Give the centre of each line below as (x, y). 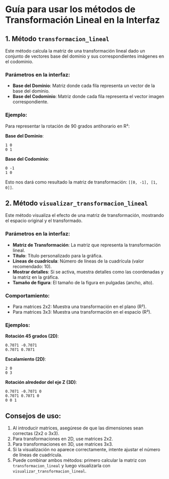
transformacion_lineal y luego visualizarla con (62, 466)
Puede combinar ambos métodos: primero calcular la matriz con (79, 460)
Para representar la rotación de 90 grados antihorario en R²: (68, 126)
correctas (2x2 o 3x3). (36, 433)
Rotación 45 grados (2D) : (32, 336)
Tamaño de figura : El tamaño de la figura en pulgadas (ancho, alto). (83, 282)
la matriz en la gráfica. (36, 277)
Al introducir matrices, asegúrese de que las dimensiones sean (78, 428)
